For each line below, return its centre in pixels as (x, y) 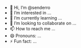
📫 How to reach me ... (32, 29)
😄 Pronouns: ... (26, 36)
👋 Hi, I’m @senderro (30, 8)
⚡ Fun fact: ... (23, 41)
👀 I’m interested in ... (30, 13)
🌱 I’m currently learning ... (36, 18)
